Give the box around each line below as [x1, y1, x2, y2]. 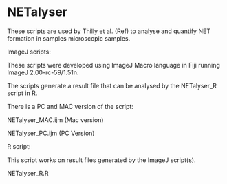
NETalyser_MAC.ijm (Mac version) [7, 115, 105, 124]
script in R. [7, 89, 38, 97]
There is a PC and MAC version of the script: [7, 102, 134, 110]
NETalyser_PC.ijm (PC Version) [7, 129, 95, 137]
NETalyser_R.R [7, 169, 49, 177]
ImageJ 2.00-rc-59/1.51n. [7, 68, 79, 76]
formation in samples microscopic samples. [7, 34, 131, 42]
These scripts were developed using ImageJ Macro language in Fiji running [7, 61, 220, 69]
